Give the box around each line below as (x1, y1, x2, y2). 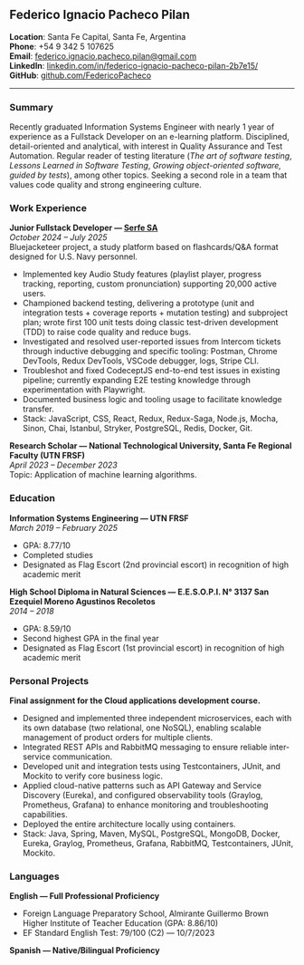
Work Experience (9, 202, 88, 215)
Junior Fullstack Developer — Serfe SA (9, 222, 158, 234)
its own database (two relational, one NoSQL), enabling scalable (22, 722, 262, 733)
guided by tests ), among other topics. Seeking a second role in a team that (9, 169, 288, 180)
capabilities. (22, 809, 68, 819)
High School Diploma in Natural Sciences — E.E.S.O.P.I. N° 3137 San (9, 586, 270, 597)
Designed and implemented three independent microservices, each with (22, 713, 292, 723)
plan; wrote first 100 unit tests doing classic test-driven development (22, 317, 279, 328)
